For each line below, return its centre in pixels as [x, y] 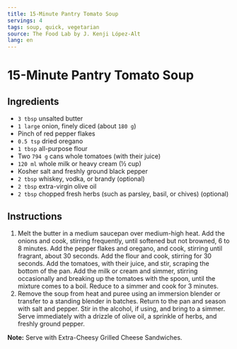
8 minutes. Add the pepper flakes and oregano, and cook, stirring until [120, 248]
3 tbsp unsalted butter [50, 118]
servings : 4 [25, 21]
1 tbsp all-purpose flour [53, 149]
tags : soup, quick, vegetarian [53, 27]
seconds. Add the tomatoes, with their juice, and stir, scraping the [114, 263]
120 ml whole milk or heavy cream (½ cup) [79, 164]
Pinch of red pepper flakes [56, 134]
